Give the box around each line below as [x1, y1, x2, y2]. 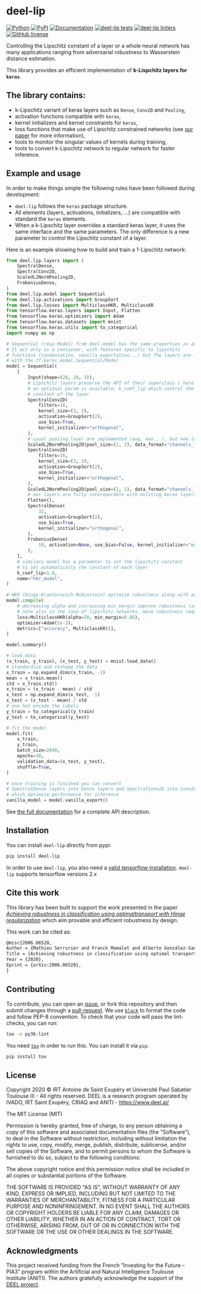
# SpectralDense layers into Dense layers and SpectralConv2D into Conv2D [6, 786, 197, 792]
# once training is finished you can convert [6, 780, 121, 786]
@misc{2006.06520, [6, 940, 52, 946]
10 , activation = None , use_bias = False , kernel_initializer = [38, 542, 188, 548]
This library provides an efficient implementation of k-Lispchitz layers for [6, 66, 187, 73]
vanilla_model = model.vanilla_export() [6, 797, 109, 803]
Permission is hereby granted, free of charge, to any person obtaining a [6, 1122, 182, 1129]
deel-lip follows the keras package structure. [14, 202, 129, 210]
